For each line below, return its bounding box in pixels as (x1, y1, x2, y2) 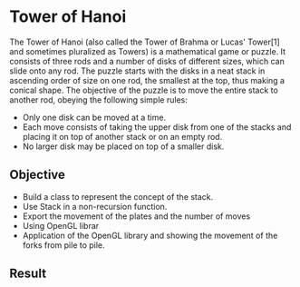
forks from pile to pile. (22, 239, 106, 251)
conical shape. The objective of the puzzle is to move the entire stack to (9, 84, 278, 95)
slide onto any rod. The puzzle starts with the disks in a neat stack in (9, 65, 266, 76)
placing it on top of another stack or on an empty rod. (22, 131, 223, 142)
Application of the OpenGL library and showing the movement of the (22, 230, 278, 241)
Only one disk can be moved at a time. (22, 112, 166, 123)
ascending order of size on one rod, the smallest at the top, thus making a (9, 74, 285, 85)
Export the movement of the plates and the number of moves (22, 211, 251, 222)
